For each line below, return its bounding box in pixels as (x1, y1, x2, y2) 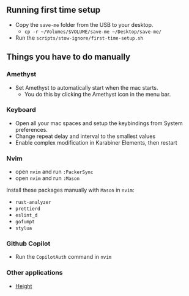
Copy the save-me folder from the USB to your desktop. (15, 21, 154, 28)
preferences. (15, 126, 48, 133)
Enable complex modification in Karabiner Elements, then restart (15, 139, 177, 146)
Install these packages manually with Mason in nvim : (6, 186, 135, 194)
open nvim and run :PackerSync (15, 168, 94, 176)
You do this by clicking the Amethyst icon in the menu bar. (24, 90, 171, 98)
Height (15, 282, 32, 289)
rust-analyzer (15, 200, 51, 206)
